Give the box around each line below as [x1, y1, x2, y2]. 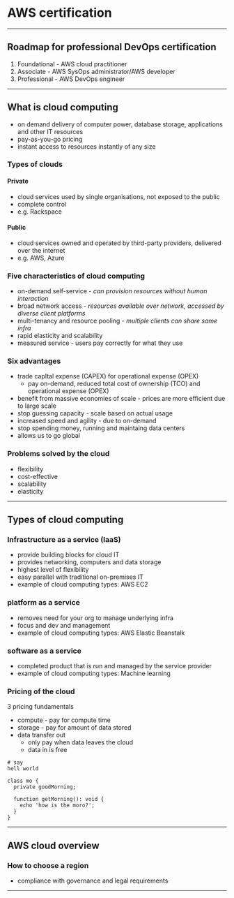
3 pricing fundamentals [7, 702, 75, 711]
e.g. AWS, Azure [17, 253, 65, 262]
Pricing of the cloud [7, 686, 75, 696]
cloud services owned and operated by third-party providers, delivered [17, 239, 221, 247]
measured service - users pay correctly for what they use [17, 339, 183, 347]
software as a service [7, 646, 81, 656]
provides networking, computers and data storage [17, 558, 162, 566]
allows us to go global [17, 432, 80, 440]
